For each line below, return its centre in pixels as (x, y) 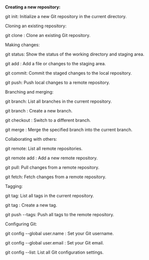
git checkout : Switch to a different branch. (48, 120)
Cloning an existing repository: (36, 26)
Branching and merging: (29, 92)
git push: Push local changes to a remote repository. (57, 83)
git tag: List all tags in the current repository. (50, 196)
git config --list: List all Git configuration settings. (54, 252)
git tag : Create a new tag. (31, 205)
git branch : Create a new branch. (39, 111)
